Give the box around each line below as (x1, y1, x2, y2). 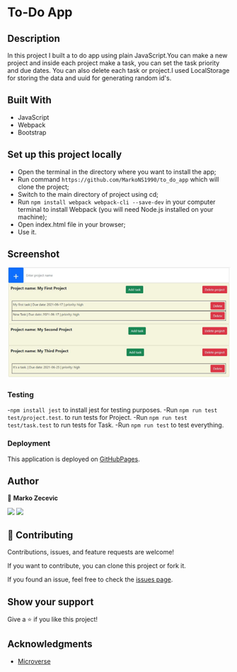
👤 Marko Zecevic (7, 494, 59, 503)
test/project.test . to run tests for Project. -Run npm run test (7, 414, 187, 422)
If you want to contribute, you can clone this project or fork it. (7, 562, 186, 570)
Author (7, 475, 39, 487)
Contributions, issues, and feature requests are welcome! (7, 548, 175, 557)
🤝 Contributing (7, 529, 74, 541)
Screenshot (7, 249, 60, 261)
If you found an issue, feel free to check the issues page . (7, 575, 173, 584)
